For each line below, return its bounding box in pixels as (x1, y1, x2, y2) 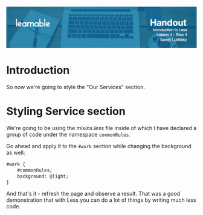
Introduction (6, 63, 70, 77)
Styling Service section (6, 104, 126, 118)
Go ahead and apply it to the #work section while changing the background (6, 142, 192, 149)
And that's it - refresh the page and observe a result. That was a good (6, 190, 181, 197)
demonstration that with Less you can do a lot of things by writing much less (6, 196, 196, 204)
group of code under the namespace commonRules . (6, 131, 131, 138)
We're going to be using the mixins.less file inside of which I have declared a (6, 124, 197, 131)
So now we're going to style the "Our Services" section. (6, 83, 146, 90)
